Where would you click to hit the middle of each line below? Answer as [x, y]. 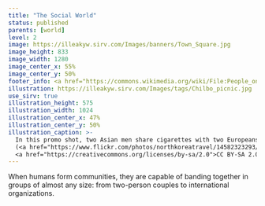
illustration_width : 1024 [50, 111]
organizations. [32, 193]
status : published [38, 23]
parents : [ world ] [37, 30]
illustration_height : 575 [50, 103]
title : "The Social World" [52, 15]
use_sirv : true [33, 96]
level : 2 [22, 37]
